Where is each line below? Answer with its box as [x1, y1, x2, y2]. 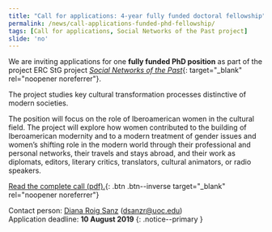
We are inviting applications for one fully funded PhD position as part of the [8, 57, 263, 67]
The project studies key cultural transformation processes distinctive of [8, 90, 247, 100]
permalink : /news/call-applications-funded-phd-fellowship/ [8, 19, 216, 28]
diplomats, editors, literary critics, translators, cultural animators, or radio [8, 157, 252, 167]
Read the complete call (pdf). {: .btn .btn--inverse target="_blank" [8, 182, 226, 191]
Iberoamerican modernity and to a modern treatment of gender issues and [8, 131, 257, 141]
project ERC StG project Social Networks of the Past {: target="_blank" [8, 66, 243, 75]
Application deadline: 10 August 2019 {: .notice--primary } [8, 214, 204, 224]
